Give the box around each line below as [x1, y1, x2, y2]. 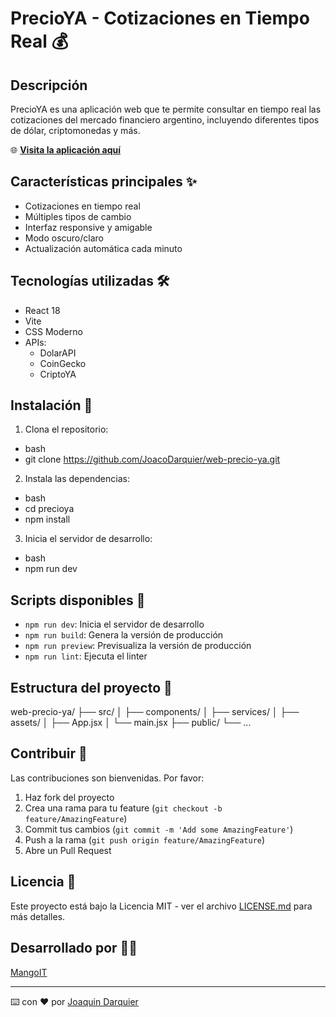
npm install [24, 513, 71, 526]
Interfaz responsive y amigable [24, 221, 153, 233]
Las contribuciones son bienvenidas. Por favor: [10, 772, 205, 784]
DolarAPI [39, 347, 77, 359]
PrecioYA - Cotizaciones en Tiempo [10, 7, 310, 30]
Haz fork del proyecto [24, 791, 115, 803]
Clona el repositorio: [24, 423, 109, 436]
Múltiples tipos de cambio [24, 210, 132, 222]
